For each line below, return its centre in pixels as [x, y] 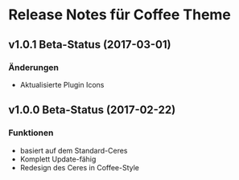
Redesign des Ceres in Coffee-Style [79, 167]
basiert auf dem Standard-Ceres [74, 150]
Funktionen [31, 133]
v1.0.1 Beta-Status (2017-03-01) [90, 45]
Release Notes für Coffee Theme [120, 15]
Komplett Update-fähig [58, 159]
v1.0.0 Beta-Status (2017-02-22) [92, 110]
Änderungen [33, 67]
